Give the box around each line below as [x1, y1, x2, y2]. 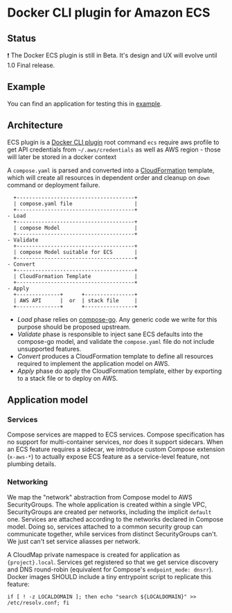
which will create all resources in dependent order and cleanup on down [7, 173, 210, 181]
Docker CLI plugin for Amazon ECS [7, 5, 211, 21]
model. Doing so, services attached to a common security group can [7, 522, 203, 531]
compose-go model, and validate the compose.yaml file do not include [17, 337, 215, 345]
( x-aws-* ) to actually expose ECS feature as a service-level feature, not [7, 452, 210, 461]
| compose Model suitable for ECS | [13, 248, 138, 255]
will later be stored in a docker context [7, 152, 116, 161]
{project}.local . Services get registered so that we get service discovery [7, 558, 219, 566]
